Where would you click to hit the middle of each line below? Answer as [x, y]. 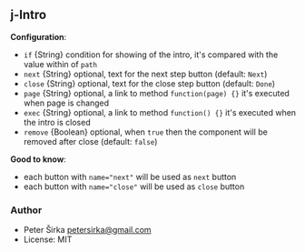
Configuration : [39, 36]
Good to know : [38, 159]
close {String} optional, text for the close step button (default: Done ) [149, 83]
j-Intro [29, 15]
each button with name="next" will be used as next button [130, 176]
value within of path [60, 64]
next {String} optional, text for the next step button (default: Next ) [145, 74]
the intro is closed [57, 122]
